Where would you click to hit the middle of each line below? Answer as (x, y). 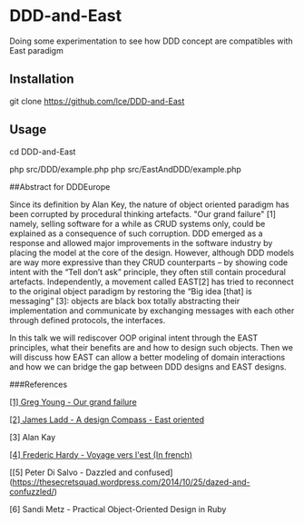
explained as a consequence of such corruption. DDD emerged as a (136, 233)
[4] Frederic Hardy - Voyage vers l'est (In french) (101, 454)
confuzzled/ (32, 491)
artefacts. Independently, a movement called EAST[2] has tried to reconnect (152, 282)
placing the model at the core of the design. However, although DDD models (152, 252)
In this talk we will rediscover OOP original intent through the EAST (134, 338)
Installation (42, 79)
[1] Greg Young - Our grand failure (74, 401)
